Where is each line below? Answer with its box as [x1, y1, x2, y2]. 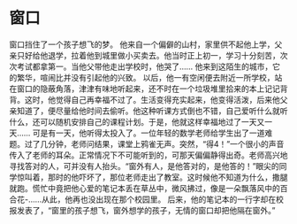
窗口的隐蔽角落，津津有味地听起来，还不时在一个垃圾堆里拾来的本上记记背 [16, 83, 288, 94]
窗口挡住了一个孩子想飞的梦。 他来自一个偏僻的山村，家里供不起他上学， [9, 39, 275, 50]
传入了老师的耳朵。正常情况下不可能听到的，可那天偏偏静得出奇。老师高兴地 [9, 150, 288, 160]
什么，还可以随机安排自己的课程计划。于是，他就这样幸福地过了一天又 [9, 116, 265, 127]
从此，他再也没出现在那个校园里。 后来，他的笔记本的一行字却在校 [41, 194, 285, 205]
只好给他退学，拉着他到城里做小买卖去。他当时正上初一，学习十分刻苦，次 [16, 50, 288, 60]
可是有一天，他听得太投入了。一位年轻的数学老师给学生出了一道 [32, 127, 265, 138]
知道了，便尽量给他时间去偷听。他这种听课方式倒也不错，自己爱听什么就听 [16, 105, 288, 116]
